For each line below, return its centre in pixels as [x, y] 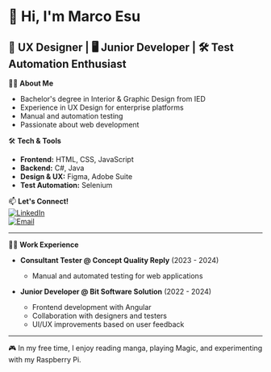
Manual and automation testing [71, 116]
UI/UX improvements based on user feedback [108, 324]
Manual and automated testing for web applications [117, 276]
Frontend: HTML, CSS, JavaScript [77, 159]
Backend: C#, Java [52, 168]
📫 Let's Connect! [38, 201]
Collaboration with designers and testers [100, 316]
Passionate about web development [79, 125]
